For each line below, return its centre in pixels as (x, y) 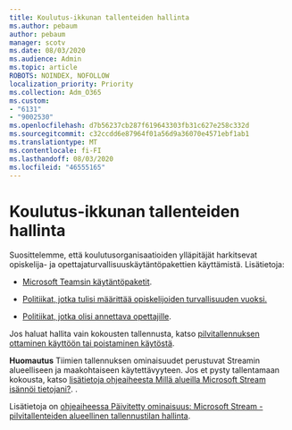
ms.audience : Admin (46, 59)
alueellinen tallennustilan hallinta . (130, 416)
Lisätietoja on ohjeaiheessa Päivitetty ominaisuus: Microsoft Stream (133, 407)
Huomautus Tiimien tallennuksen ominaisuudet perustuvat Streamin (135, 361)
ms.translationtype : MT (54, 142)
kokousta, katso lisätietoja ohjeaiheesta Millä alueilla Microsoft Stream (138, 380)
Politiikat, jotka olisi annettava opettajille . (97, 316)
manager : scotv (38, 42)
